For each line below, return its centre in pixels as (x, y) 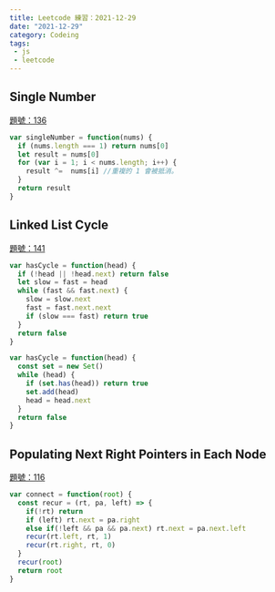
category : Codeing (44, 35)
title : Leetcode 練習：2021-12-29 (73, 18)
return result (44, 189)
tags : (20, 43)
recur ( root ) (41, 562)
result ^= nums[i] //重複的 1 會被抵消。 (102, 171)
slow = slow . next (59, 300)
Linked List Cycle (59, 225)
